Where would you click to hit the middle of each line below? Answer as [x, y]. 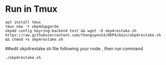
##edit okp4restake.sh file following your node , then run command [74, 48]
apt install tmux [23, 22]
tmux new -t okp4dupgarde [32, 26]
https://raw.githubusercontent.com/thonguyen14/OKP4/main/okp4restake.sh [83, 35]
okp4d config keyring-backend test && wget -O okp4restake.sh [71, 31]
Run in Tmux [31, 9]
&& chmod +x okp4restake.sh [34, 39]
